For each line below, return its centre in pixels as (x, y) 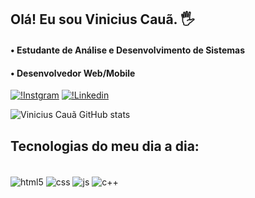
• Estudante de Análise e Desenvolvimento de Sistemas (128, 50)
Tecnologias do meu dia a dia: (105, 146)
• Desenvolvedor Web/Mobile (73, 73)
